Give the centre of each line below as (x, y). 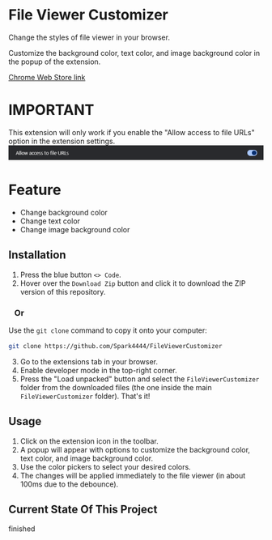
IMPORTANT (51, 110)
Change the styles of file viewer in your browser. (89, 37)
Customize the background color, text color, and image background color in (134, 53)
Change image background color (75, 229)
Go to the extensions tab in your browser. (89, 361)
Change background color (64, 212)
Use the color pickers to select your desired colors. (106, 466)
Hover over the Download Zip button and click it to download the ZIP (133, 283)
